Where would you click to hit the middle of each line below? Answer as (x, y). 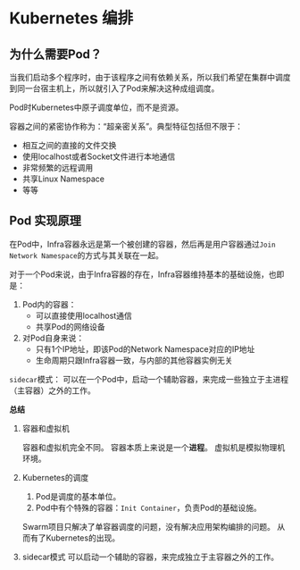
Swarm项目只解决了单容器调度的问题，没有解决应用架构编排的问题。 (148, 526)
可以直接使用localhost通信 (83, 315)
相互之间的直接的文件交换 (69, 145)
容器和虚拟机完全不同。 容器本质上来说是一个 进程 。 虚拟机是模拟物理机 (154, 447)
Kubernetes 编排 (71, 18)
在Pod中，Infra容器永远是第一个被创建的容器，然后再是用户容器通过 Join (142, 244)
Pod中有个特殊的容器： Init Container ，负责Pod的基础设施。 (148, 507)
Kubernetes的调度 (55, 477)
